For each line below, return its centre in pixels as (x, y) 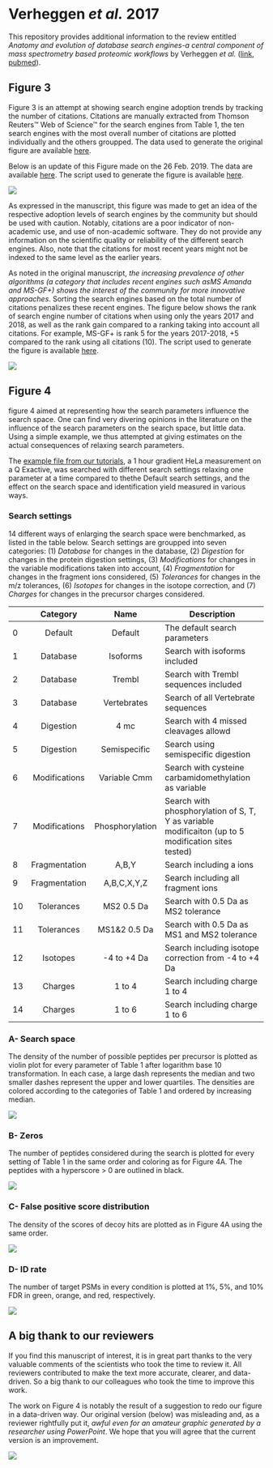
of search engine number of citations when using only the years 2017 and (131, 316)
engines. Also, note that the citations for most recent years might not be (128, 249)
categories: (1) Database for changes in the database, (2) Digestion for (126, 551)
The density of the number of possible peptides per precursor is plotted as (133, 1056)
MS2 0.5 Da (125, 906)
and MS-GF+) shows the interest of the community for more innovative (127, 290)
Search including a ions (209, 864)
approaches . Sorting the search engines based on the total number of (125, 299)
